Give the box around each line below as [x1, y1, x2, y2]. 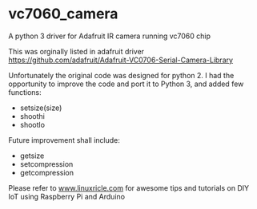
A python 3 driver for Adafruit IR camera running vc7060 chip [8, 31, 211, 41]
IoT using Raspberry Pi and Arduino [8, 191, 126, 201]
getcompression [19, 168, 74, 177]
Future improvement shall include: [8, 135, 120, 144]
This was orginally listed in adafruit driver [8, 46, 145, 56]
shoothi [19, 111, 46, 120]
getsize [19, 151, 45, 160]
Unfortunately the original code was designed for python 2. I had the [8, 70, 235, 80]
